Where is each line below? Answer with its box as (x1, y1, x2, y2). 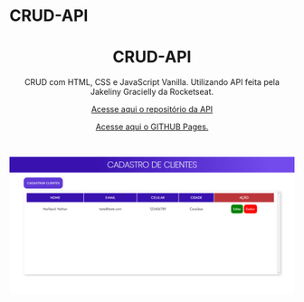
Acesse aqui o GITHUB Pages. (95, 121, 209, 132)
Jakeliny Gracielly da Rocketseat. (90, 87, 214, 98)
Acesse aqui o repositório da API (90, 104, 214, 115)
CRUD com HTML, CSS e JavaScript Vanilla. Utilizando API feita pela (24, 77, 280, 88)
